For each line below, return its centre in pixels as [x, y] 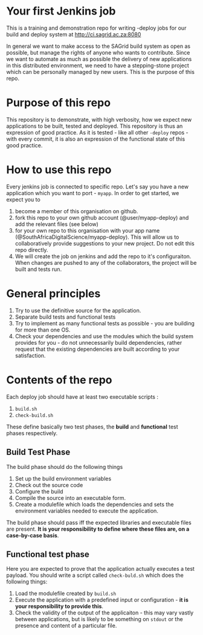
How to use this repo [59, 170]
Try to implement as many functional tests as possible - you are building [105, 323]
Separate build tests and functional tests [65, 317]
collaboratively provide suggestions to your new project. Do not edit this [105, 243]
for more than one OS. [43, 330]
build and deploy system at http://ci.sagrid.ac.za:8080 [74, 34]
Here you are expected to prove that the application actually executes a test [101, 569]
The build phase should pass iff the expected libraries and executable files [99, 522]
